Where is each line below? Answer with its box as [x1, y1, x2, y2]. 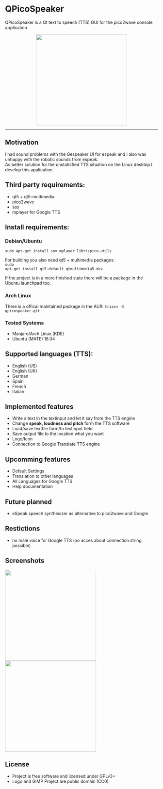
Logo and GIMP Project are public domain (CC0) [12, 778, 109, 784]
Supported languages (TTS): [5, 350, 93, 358]
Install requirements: [5, 223, 69, 231]
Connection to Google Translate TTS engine [12, 441, 100, 447]
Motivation [5, 138, 39, 146]
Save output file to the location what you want [12, 431, 104, 437]
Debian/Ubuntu [5, 238, 42, 244]
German [12, 373, 29, 379]
